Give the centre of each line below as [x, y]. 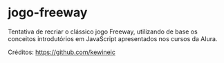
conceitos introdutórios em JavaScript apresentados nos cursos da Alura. [113, 38]
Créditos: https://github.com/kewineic [62, 52]
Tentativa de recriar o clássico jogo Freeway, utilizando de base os [103, 32]
